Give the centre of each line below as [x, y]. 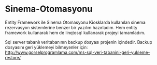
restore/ [13, 57]
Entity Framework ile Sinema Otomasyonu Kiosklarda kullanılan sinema [75, 22]
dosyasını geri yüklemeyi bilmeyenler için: [46, 47]
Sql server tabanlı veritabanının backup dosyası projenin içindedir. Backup [78, 42]
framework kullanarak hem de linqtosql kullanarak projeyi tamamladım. [75, 32]
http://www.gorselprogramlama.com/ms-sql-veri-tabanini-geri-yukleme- [78, 52]
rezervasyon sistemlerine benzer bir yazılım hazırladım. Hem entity [71, 27]
